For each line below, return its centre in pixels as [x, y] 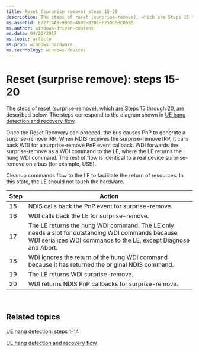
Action [109, 196]
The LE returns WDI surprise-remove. [81, 274]
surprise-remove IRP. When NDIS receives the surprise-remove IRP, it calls [97, 138]
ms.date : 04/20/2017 [32, 34]
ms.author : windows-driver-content [50, 28]
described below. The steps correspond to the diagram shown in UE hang [96, 114]
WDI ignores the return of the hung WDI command [98, 257]
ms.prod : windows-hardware [39, 45]
